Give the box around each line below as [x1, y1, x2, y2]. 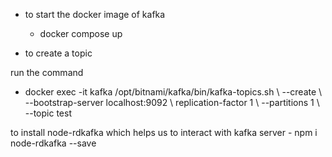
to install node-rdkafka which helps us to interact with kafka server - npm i [10, 127, 318, 138]
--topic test [24, 107, 72, 119]
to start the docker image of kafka [24, 9, 166, 20]
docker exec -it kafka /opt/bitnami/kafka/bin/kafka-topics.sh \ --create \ [24, 86, 323, 98]
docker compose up [39, 28, 123, 39]
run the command [10, 67, 84, 78]
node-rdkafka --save [10, 137, 97, 149]
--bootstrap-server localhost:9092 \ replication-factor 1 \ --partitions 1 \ [24, 97, 320, 108]
